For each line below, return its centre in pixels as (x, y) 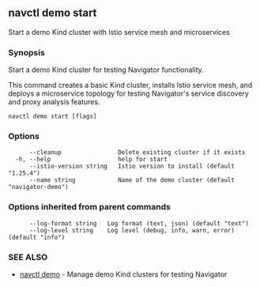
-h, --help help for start (92, 160)
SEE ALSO (28, 257)
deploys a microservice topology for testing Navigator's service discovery (128, 93)
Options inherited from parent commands (90, 207)
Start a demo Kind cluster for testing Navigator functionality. (106, 70)
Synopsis (26, 52)
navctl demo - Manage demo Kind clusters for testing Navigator (123, 274)
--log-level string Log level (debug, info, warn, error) (132, 230)
